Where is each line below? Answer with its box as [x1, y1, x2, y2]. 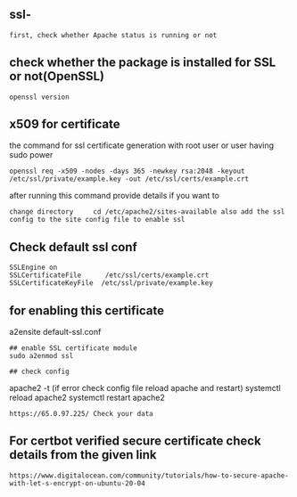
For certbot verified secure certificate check [9, 434, 261, 449]
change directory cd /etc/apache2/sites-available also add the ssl [9, 208, 285, 216]
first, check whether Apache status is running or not [9, 30, 218, 39]
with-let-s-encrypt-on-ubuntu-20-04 [9, 478, 145, 488]
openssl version [9, 93, 70, 102]
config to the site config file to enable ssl [9, 216, 186, 224]
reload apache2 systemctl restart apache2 [9, 392, 165, 403]
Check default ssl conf [9, 240, 138, 255]
